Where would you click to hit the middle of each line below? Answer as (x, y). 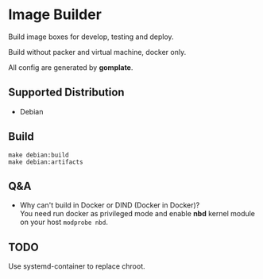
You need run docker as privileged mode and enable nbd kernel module (137, 214)
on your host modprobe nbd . (64, 222)
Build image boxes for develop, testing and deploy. (91, 37)
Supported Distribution (66, 93)
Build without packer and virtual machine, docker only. (97, 52)
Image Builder (55, 15)
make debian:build (39, 155)
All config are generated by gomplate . (71, 67)
